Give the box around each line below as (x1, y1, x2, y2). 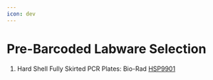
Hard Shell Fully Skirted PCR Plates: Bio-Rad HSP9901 (16, 64, 176, 73)
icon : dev (6, 10, 36, 18)
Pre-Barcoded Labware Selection (6, 40, 207, 57)
